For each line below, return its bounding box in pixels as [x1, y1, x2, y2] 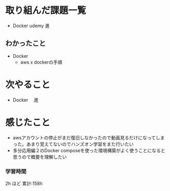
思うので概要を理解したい [12, 154, 67, 160]
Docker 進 [12, 97, 39, 103]
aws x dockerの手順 [20, 59, 62, 65]
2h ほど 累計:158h [5, 180, 42, 186]
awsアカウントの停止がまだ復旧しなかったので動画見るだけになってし [12, 134, 160, 141]
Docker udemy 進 [12, 23, 50, 29]
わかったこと [5, 39, 46, 48]
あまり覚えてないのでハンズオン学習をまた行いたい [26, 141, 134, 147]
